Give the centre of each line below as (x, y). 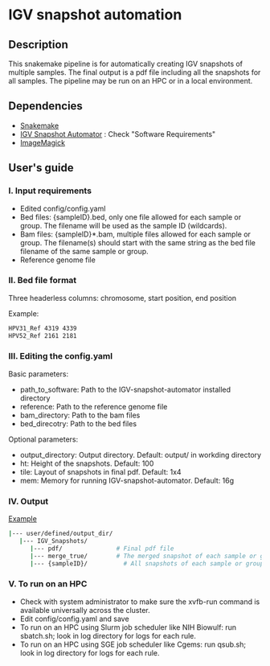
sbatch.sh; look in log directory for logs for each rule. (108, 635)
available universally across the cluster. (85, 610)
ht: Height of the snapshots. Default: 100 (87, 463)
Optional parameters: (43, 439)
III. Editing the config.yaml (61, 356)
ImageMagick (43, 142)
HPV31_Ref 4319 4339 (43, 328)
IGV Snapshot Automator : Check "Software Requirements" (118, 134)
